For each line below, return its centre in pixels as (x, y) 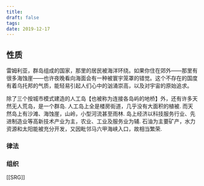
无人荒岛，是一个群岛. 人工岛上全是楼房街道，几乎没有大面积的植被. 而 (100, 106)
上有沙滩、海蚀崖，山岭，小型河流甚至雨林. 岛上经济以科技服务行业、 (103, 114)
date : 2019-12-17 (28, 29)
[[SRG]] (16, 178)
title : (15, 12)
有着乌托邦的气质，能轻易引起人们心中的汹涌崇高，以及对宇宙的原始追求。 (99, 86)
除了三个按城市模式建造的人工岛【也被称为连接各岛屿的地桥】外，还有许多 (99, 99)
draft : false (23, 18)
